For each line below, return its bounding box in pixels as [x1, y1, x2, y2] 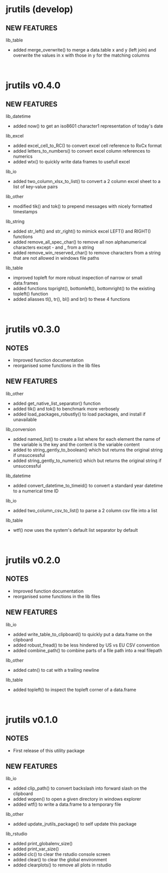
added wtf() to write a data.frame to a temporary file [13, 801, 121, 807]
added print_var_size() [13, 846, 59, 852]
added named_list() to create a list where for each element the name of [13, 436, 160, 442]
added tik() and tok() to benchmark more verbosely [13, 405, 120, 411]
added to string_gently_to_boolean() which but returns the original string [13, 446, 163, 453]
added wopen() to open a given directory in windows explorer [13, 796, 141, 802]
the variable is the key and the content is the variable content [13, 441, 140, 447]
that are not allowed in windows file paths [13, 255, 100, 261]
